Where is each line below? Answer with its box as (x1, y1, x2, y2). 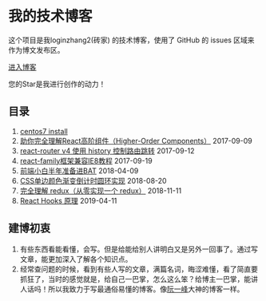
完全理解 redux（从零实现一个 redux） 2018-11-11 (19, 185, 182, 196)
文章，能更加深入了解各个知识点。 (19, 254, 133, 263)
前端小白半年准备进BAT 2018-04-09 (19, 165, 139, 176)
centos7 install (19, 126, 68, 136)
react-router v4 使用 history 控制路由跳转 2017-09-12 (19, 145, 195, 156)
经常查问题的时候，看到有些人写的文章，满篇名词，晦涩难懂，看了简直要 (19, 264, 258, 274)
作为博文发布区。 (8, 45, 65, 54)
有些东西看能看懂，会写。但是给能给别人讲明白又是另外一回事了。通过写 (19, 244, 258, 254)
